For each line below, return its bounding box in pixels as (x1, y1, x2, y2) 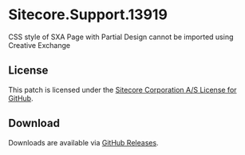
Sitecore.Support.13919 (8, 6, 168, 24)
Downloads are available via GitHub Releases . (8, 137, 159, 147)
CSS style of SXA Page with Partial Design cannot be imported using (8, 32, 234, 42)
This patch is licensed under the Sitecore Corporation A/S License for (8, 85, 237, 94)
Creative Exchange (8, 40, 70, 50)
